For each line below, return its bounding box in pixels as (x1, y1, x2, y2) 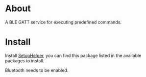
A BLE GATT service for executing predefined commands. (5, 19, 122, 25)
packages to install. (5, 57, 45, 64)
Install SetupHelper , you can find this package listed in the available (5, 52, 142, 58)
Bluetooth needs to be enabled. (5, 67, 69, 73)
